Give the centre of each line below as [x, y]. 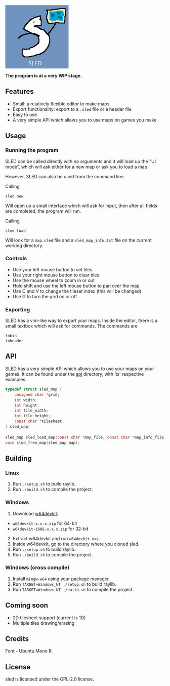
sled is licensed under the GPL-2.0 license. [50, 679]
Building [18, 458]
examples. [16, 379]
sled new [14, 196]
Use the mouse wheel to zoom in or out [54, 280]
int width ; [26, 400]
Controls [16, 259]
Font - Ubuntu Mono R [29, 651]
